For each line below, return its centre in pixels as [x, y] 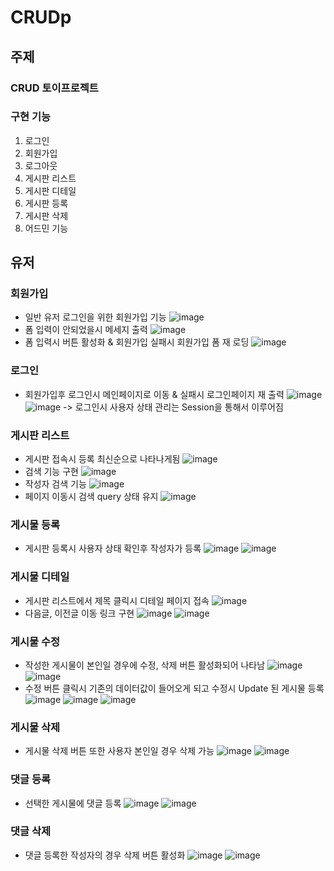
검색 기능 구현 [51, 472]
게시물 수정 [35, 641]
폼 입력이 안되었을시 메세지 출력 [86, 330]
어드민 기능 [46, 228]
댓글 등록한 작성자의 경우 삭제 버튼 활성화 [105, 855]
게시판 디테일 [50, 190]
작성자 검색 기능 [55, 484]
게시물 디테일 [40, 577]
